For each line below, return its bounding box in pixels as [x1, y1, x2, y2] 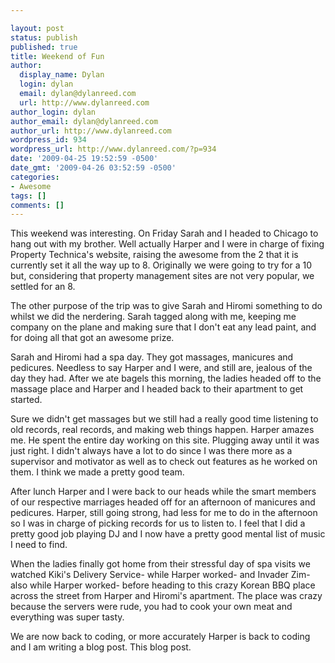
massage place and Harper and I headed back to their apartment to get [10, 383, 304, 395]
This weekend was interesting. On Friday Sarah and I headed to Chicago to [10, 227, 319, 240]
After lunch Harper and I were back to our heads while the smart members [10, 486, 317, 498]
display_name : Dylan [19, 70, 105, 80]
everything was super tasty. [10, 611, 125, 623]
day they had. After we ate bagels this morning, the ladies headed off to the [10, 372, 322, 385]
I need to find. [10, 539, 68, 551]
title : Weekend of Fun [10, 51, 105, 61]
